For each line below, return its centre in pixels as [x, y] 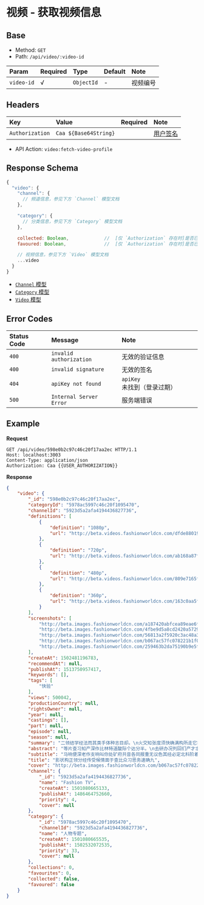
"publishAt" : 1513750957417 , [65, 669]
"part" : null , [46, 726]
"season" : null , [49, 737]
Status [19, 336]
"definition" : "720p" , [78, 550]
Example [23, 424]
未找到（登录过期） [149, 387]
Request [17, 438]
